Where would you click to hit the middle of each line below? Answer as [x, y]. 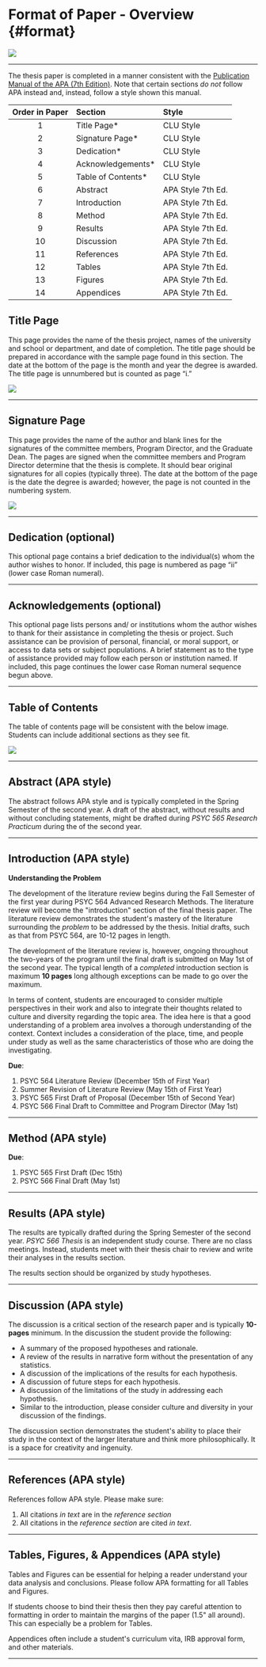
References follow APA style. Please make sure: [86, 1499]
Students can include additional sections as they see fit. [99, 735]
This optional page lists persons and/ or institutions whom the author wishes [133, 625]
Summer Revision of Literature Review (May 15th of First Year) [121, 1089]
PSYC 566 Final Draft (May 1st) [70, 1181]
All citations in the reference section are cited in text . [105, 1523]
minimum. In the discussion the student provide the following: [131, 1333]
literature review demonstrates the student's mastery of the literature [121, 918]
